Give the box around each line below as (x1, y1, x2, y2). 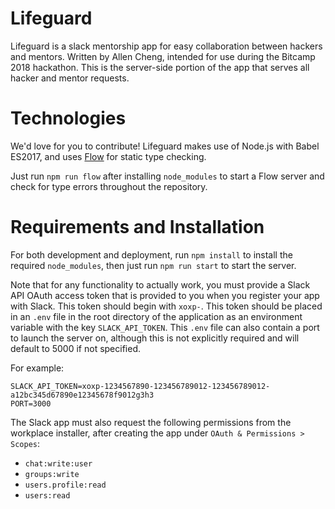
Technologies (10, 107, 127, 130)
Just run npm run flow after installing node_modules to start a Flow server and (10, 170, 325, 182)
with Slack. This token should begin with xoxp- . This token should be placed (10, 300, 323, 312)
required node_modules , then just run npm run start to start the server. (10, 259, 297, 271)
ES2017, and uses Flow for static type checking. (10, 150, 207, 162)
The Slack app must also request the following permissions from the (10, 416, 292, 428)
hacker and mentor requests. (10, 72, 130, 84)
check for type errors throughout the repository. (10, 180, 208, 192)
